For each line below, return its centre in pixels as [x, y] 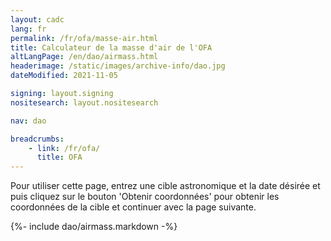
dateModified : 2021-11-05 [64, 76]
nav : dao [28, 121]
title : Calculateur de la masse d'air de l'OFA [111, 47]
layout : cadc [37, 19]
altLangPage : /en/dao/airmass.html [84, 57]
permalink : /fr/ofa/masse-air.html [84, 38]
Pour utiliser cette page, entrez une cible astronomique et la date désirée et [165, 186]
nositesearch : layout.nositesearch [84, 102]
